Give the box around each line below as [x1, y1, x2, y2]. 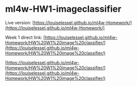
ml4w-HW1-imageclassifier [5, 3, 122, 15]
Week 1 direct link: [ [5, 34, 46, 40]
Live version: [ [5, 20, 34, 26]
